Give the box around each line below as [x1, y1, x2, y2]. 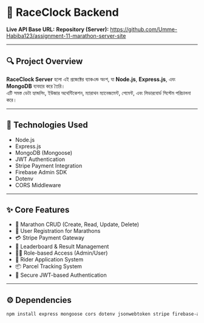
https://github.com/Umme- [110, 26, 178, 33]
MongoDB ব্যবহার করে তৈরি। [6, 82, 66, 90]
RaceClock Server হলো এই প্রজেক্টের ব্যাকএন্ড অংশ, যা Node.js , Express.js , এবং [6, 76, 176, 83]
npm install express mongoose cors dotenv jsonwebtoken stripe [6, 311, 170, 318]
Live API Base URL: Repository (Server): [6, 26, 109, 33]
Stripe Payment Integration [15, 161, 83, 169]
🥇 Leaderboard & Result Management [15, 243, 109, 250]
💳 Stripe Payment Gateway [15, 234, 85, 241]
